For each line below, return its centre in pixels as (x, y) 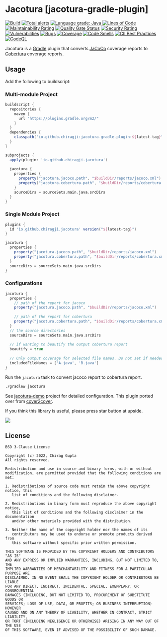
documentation (20, 517)
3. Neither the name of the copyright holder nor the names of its (77, 530)
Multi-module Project (32, 94)
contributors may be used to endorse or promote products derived (82, 534)
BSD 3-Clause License (28, 447)
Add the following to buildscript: (38, 81)
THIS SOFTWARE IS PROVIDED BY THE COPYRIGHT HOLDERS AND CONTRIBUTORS (80, 552)
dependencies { (25, 132)
